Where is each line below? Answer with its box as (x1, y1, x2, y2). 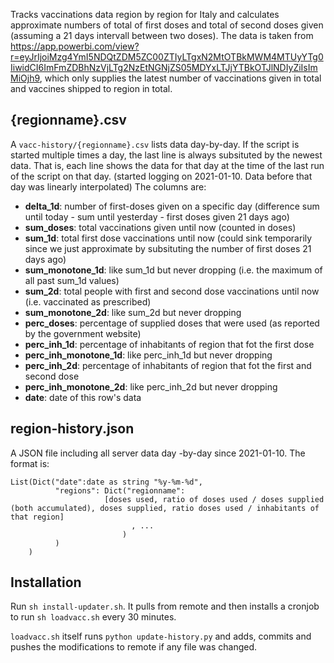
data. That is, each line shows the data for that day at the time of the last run (10, 159, 325, 171)
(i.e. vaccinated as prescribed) (24, 295, 152, 308)
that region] (10, 512, 65, 522)
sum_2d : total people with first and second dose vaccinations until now (24, 285, 320, 297)
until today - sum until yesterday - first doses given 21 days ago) (24, 210, 290, 223)
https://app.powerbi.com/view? (10, 40, 140, 52)
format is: (10, 457, 50, 469)
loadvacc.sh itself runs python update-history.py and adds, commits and (10, 630, 312, 643)
